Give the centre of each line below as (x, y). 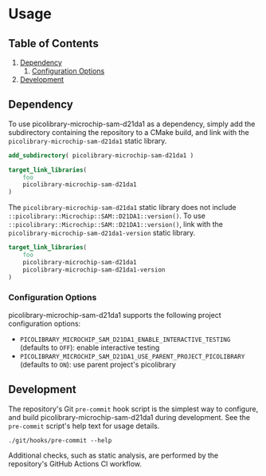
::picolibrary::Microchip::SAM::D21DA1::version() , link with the (115, 224)
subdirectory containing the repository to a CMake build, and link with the (129, 132)
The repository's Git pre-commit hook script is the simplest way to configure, (133, 409)
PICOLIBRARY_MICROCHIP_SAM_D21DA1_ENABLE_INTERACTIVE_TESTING (125, 339)
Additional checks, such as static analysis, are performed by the (113, 455)
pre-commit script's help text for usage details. (84, 426)
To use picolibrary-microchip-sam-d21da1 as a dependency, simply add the (132, 124)
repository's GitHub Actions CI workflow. (75, 463)
